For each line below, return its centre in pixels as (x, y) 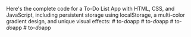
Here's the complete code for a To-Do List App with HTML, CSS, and (90, 9)
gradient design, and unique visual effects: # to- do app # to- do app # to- (94, 21)
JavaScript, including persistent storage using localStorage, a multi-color (96, 15)
